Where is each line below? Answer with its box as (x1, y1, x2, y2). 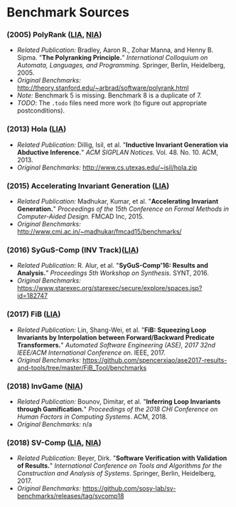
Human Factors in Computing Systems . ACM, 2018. (16, 412, 168, 421)
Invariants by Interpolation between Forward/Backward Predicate (16, 333, 215, 342)
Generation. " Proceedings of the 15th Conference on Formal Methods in (16, 204, 229, 214)
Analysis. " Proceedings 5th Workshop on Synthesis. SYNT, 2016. (16, 268, 209, 278)
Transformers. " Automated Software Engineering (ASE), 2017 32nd (16, 340, 216, 349)
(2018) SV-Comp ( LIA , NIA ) (6, 437, 102, 447)
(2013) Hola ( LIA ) (6, 124, 67, 134)
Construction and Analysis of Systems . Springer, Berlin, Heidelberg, (16, 469, 216, 478)
